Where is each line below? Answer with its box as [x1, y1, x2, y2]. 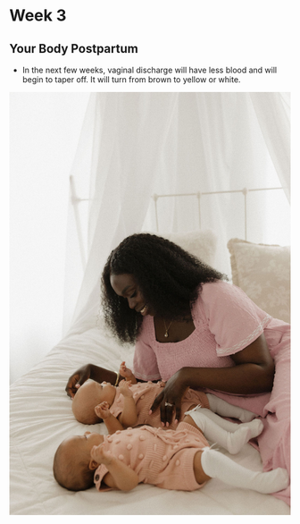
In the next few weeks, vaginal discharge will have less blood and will [21, 64, 278, 75]
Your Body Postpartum [9, 41, 138, 56]
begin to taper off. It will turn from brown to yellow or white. [21, 74, 241, 85]
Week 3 [9, 5, 67, 26]
